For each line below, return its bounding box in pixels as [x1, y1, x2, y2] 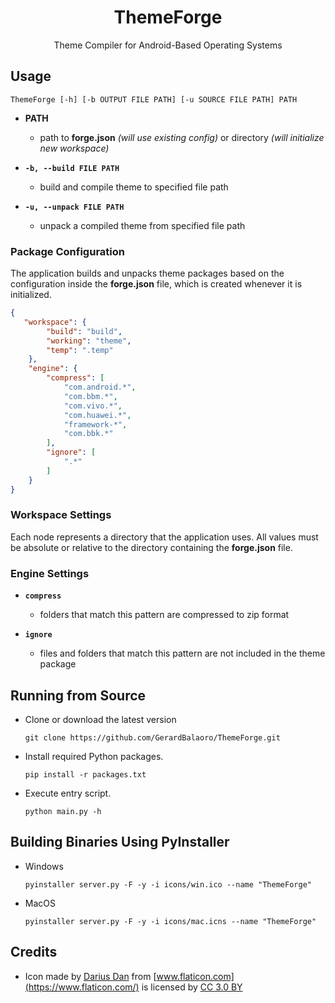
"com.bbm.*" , [63, 391, 118, 401]
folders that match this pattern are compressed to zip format [39, 609, 290, 621]
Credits [10, 944, 58, 961]
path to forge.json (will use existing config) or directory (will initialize [39, 131, 325, 143]
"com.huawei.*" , [63, 410, 132, 420]
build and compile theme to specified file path [39, 181, 229, 193]
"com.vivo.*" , [63, 401, 123, 411]
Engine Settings [10, 566, 90, 580]
